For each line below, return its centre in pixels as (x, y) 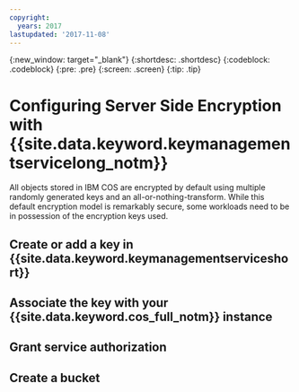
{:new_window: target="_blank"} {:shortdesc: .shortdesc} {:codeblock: (140, 60)
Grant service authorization (88, 348)
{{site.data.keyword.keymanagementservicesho (149, 258)
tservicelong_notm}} (89, 163)
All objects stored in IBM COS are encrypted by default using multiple (138, 187)
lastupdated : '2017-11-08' (60, 34)
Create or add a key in (71, 244)
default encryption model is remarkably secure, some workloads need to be (149, 206)
